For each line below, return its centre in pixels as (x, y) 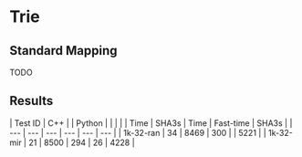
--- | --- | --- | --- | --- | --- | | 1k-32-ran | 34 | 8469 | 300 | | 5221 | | (138, 132)
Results (31, 101)
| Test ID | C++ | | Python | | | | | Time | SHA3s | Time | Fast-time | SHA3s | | (151, 123)
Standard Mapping (63, 51)
